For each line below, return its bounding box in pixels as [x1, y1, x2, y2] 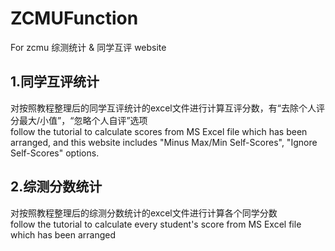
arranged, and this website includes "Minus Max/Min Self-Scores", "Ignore [10, 136, 318, 148]
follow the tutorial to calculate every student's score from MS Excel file [10, 218, 302, 230]
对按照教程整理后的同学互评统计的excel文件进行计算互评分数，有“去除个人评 [10, 102, 325, 114]
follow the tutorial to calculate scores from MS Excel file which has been [10, 125, 308, 137]
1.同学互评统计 [10, 73, 100, 91]
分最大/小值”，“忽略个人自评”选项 [10, 114, 148, 126]
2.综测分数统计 [10, 178, 103, 196]
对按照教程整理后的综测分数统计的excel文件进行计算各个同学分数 [10, 207, 278, 219]
